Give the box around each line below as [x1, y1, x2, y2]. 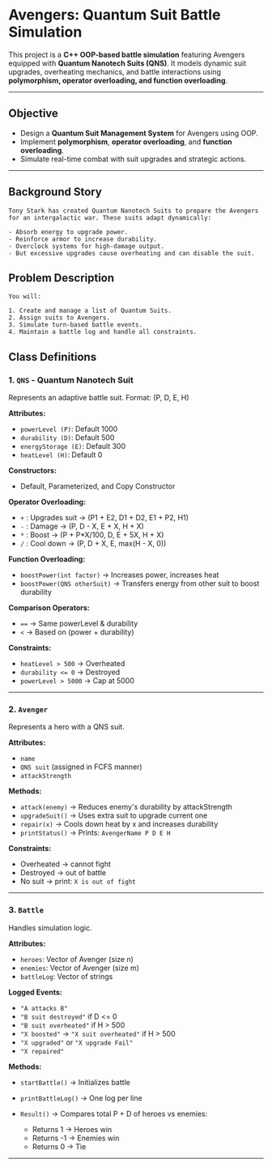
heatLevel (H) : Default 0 [19, 450, 103, 460]
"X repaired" [19, 1047, 65, 1055]
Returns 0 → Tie [32, 1141, 87, 1152]
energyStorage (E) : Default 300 [19, 442, 126, 451]
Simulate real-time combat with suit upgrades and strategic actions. [19, 154, 247, 164]
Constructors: [8, 466, 57, 476]
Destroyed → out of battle [19, 868, 107, 878]
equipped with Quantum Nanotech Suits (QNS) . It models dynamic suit [8, 58, 247, 68]
